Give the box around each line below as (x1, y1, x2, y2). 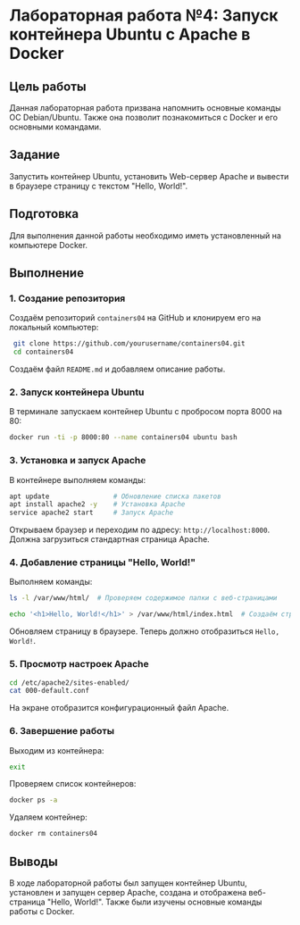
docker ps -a (9, 796, 58, 804)
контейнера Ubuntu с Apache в (9, 24, 251, 45)
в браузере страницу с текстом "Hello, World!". (9, 180, 188, 191)
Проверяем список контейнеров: (9, 779, 137, 789)
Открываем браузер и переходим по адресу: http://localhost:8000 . (9, 524, 271, 536)
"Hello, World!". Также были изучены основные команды (46, 896, 262, 907)
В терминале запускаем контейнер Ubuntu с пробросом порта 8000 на (9, 406, 283, 417)
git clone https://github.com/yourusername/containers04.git (12, 339, 246, 348)
